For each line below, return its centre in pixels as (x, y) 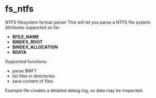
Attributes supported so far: (33, 27)
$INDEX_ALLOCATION (35, 47)
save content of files (33, 81)
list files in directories (33, 76)
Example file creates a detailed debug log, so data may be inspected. (74, 90)
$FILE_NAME (26, 37)
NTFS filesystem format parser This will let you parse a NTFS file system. (78, 22)
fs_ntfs (19, 9)
